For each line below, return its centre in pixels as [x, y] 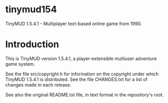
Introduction [32, 44]
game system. [20, 64]
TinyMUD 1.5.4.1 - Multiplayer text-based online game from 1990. [74, 24]
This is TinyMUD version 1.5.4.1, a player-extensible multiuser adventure [81, 58]
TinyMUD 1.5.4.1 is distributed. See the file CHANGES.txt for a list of [76, 79]
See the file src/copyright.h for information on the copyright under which [82, 74]
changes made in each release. [38, 85]
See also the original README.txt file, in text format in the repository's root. [85, 95]
